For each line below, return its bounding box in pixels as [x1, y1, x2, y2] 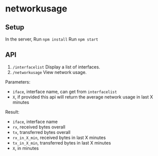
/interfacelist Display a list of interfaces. [12, 63, 100, 70]
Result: [5, 108, 20, 115]
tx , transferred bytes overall [12, 129, 71, 135]
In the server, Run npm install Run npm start [5, 36, 99, 42]
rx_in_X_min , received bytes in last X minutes [12, 134, 106, 140]
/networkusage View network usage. [12, 69, 87, 75]
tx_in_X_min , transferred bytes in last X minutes [12, 139, 111, 145]
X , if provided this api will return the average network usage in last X [12, 93, 153, 100]
